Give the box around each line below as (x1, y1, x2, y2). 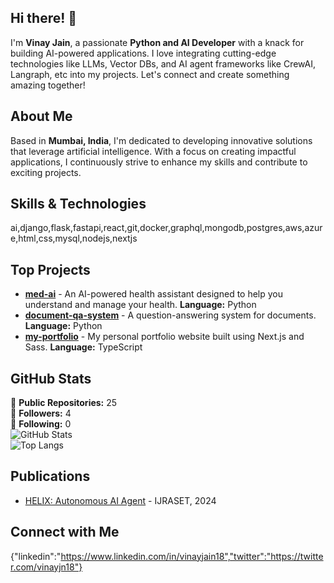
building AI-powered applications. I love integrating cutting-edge (10, 47, 277, 59)
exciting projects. (10, 166, 82, 178)
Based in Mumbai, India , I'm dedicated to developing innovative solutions (10, 134, 313, 146)
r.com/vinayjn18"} (10, 561, 83, 573)
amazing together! (10, 79, 86, 91)
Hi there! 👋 (10, 10, 78, 27)
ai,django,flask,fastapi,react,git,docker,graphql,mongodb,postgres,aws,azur (10, 222, 323, 234)
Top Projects (10, 261, 91, 278)
